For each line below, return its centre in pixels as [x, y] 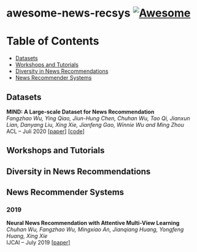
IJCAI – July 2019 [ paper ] [38, 243]
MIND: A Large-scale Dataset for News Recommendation [80, 112]
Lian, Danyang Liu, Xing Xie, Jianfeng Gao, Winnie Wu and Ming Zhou [95, 124]
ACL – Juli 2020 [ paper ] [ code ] [45, 131]
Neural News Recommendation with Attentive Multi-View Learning [93, 223]
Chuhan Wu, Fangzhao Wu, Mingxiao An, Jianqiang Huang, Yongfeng [95, 229]
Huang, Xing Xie [27, 236]
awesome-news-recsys [68, 13]
